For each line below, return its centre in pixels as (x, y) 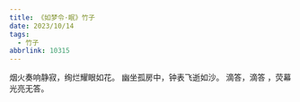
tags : (19, 34)
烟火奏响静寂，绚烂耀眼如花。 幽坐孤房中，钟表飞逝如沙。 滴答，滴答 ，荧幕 (150, 78)
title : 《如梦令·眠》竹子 (53, 17)
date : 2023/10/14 (42, 26)
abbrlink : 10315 (40, 51)
